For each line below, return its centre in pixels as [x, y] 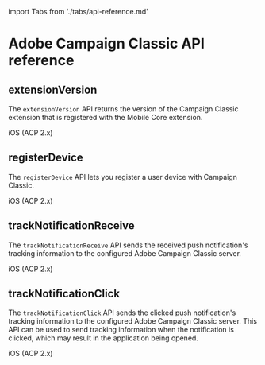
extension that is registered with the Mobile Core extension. [106, 117]
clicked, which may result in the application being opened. [103, 338]
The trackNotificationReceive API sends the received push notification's [128, 245]
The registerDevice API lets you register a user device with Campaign [123, 177]
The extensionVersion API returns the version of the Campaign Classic [123, 109]
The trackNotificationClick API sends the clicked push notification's [122, 313]
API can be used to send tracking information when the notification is [121, 330]
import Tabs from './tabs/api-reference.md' [78, 12]
